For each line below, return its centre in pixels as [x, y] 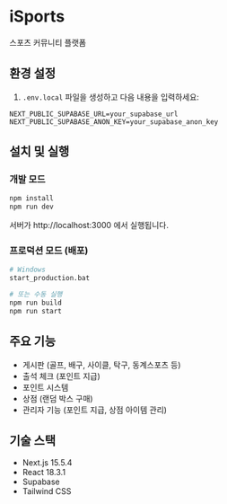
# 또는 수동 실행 [36, 295]
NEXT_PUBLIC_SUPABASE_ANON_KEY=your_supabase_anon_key [114, 122]
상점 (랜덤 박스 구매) [57, 398]
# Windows [28, 270]
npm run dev [31, 207]
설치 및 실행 [39, 151]
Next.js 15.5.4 [47, 463]
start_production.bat [50, 279]
